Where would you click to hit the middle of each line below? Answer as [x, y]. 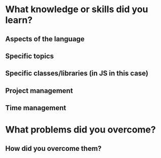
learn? [19, 20]
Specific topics [30, 56]
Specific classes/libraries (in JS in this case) [77, 73]
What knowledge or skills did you [77, 9]
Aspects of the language [45, 39]
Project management [39, 91]
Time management [36, 108]
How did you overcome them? [53, 148]
